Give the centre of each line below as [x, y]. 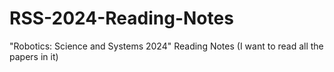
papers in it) [34, 56]
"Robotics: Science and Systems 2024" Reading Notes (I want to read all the [166, 46]
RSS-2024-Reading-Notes [121, 18]
